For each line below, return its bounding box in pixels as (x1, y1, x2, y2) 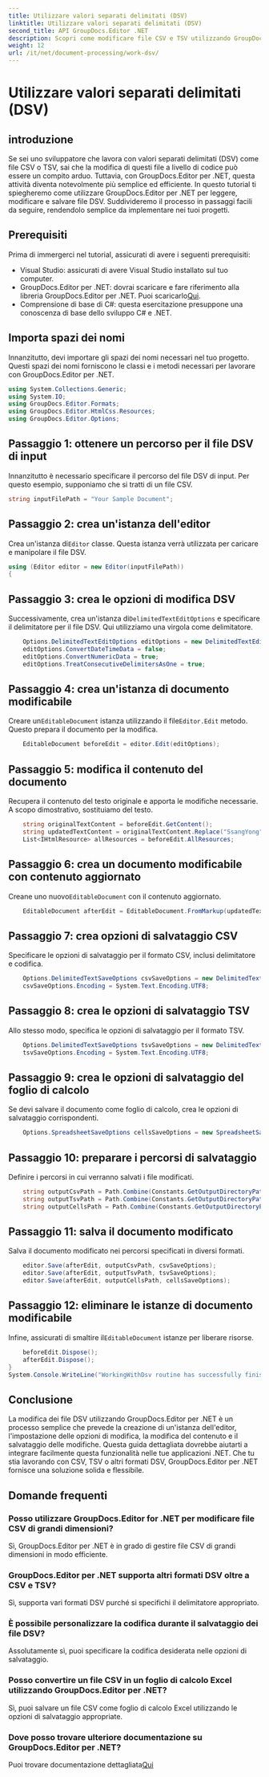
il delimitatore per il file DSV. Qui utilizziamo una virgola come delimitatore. (8, 622, 254, 632)
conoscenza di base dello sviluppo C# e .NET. (19, 308, 172, 317)
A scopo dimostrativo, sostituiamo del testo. (8, 805, 154, 815)
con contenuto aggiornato (8, 870, 142, 884)
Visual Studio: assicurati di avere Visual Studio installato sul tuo (19, 265, 228, 275)
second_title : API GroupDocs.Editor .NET (8, 26, 149, 35)
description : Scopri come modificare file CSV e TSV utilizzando (8, 34, 231, 43)
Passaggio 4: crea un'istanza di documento (8, 682, 230, 695)
